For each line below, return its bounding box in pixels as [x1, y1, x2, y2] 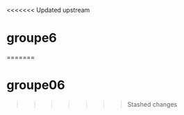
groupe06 [6, 78, 65, 93]
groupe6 [6, 30, 57, 46]
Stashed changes [127, 100, 178, 108]
